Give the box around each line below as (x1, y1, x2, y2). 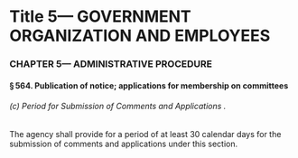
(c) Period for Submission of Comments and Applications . (9, 101, 227, 112)
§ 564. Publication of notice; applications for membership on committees (9, 79, 289, 91)
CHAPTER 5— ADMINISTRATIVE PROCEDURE (9, 58, 212, 70)
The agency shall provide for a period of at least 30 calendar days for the (9, 128, 282, 139)
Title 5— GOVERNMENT (9, 6, 191, 27)
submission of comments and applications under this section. (9, 138, 237, 149)
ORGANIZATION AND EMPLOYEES (9, 25, 271, 46)
